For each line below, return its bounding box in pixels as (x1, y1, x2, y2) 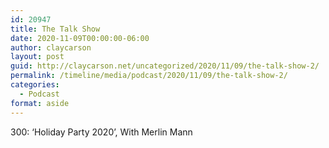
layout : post (10, 52, 65, 62)
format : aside (10, 98, 70, 108)
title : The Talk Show (10, 24, 101, 34)
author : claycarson (10, 42, 92, 53)
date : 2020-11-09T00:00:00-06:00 (10, 33, 150, 43)
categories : (10, 80, 60, 90)
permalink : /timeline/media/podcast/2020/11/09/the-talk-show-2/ (10, 71, 288, 81)
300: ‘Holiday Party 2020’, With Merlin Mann (10, 126, 193, 138)
